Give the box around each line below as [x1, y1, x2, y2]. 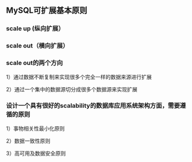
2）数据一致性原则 [6, 137, 51, 144]
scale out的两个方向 [6, 59, 63, 67]
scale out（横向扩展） [6, 42, 69, 50]
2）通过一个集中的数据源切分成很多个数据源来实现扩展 [6, 85, 138, 92]
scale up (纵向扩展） [6, 25, 64, 33]
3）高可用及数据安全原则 [6, 150, 66, 157]
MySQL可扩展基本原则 [6, 5, 88, 16]
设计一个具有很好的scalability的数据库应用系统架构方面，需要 [6, 102, 180, 110]
